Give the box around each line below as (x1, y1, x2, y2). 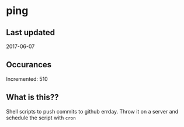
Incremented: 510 (6, 75, 48, 83)
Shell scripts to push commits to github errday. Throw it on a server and (6, 108, 179, 115)
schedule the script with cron (6, 114, 76, 121)
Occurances (6, 60, 52, 70)
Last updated (6, 28, 55, 37)
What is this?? (6, 92, 59, 102)
